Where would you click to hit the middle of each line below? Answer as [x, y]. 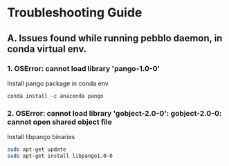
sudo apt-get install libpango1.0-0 [60, 156]
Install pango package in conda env [58, 83]
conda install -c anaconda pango [55, 96]
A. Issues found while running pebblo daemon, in [115, 38]
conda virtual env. [47, 49]
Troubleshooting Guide [75, 13]
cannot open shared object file [60, 122]
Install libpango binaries [41, 137]
